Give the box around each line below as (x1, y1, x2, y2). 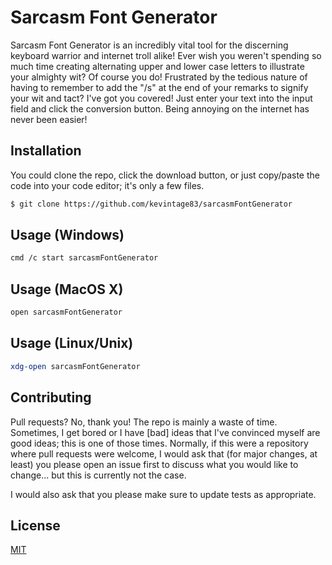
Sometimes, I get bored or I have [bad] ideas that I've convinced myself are (10, 426, 321, 438)
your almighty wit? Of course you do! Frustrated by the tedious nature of (10, 71, 308, 83)
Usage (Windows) (10, 227, 125, 244)
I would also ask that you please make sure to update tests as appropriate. (10, 488, 317, 500)
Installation (10, 142, 82, 160)
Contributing (10, 389, 92, 406)
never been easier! (10, 113, 88, 125)
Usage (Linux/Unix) (10, 335, 134, 352)
